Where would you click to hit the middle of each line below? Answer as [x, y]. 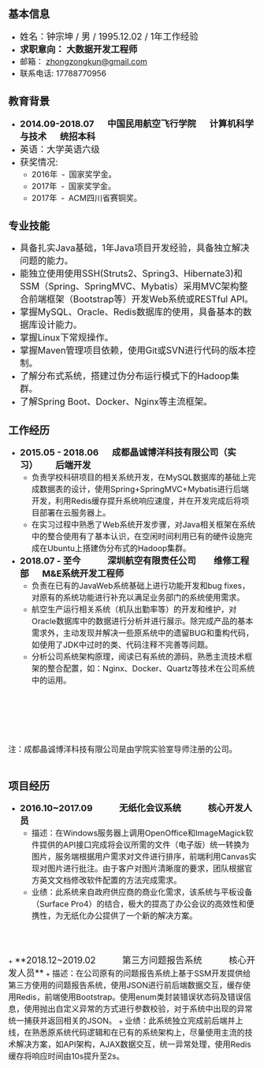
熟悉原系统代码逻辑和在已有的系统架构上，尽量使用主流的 [139, 1033]
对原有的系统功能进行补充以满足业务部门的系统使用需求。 [138, 597]
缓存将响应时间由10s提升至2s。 [66, 1056]
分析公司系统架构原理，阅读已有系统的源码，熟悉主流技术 [138, 657]
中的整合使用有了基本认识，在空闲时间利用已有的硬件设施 [138, 537]
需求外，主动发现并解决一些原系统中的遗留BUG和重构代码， [142, 633]
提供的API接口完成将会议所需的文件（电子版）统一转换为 [144, 845]
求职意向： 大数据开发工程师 [78, 49]
